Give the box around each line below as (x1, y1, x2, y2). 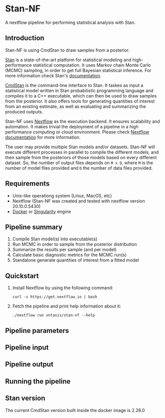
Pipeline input (5, 343, 49, 351)
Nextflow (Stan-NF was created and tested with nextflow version (12, 198, 145, 204)
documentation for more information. (5, 134, 81, 140)
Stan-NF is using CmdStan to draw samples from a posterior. (5, 47, 130, 53)
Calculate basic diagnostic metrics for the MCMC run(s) (12, 252, 127, 258)
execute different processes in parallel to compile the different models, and (5, 149, 159, 155)
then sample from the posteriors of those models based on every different (5, 154, 157, 160)
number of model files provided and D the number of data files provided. (5, 165, 153, 171)
